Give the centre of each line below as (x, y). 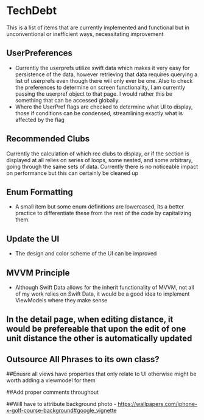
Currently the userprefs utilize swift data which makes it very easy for (102, 68)
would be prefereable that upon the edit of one (96, 329)
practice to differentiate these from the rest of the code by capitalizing (103, 213)
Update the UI (33, 239)
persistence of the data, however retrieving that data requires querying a (106, 74)
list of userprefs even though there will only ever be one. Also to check (104, 80)
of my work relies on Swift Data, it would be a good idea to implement (102, 294)
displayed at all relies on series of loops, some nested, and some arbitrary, (100, 160)
